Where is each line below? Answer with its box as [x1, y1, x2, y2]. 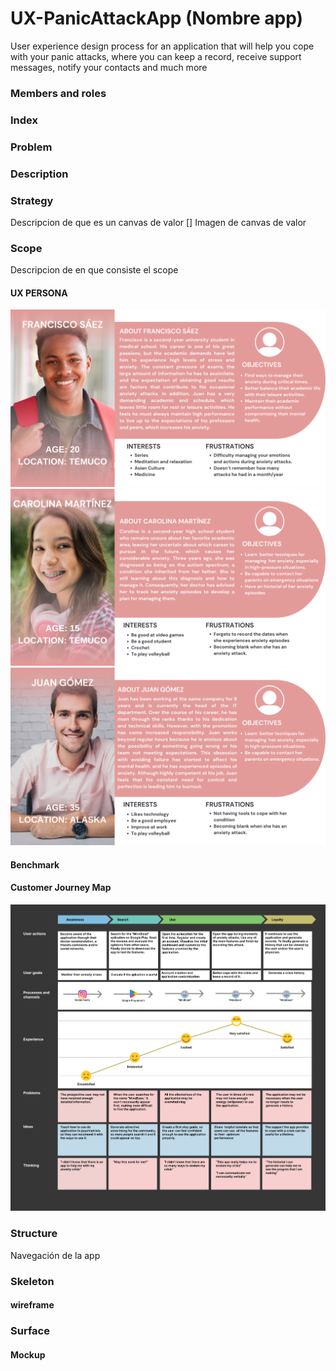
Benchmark [10, 858, 60, 871]
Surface [10, 1324, 50, 1338]
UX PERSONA [10, 287, 68, 299]
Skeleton [10, 1274, 55, 1288]
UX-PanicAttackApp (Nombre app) [10, 7, 304, 30]
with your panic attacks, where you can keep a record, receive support [10, 50, 302, 62]
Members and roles [10, 86, 107, 100]
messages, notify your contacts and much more [10, 61, 208, 73]
